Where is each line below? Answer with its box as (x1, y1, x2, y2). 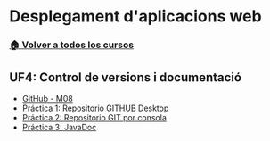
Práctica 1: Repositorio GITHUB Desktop (21, 103, 169, 113)
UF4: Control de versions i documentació (9, 70, 242, 85)
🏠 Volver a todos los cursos (9, 38, 135, 51)
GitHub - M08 (21, 93, 73, 104)
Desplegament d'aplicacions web (9, 6, 262, 27)
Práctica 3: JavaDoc (21, 121, 97, 132)
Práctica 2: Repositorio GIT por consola (21, 112, 168, 122)
